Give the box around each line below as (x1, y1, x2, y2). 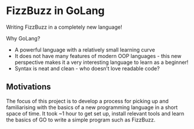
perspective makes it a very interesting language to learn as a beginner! (14, 59, 189, 66)
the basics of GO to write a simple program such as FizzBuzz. (6, 116, 156, 123)
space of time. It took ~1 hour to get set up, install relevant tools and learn (6, 110, 185, 117)
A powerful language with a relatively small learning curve (14, 46, 155, 53)
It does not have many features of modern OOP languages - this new (14, 52, 182, 59)
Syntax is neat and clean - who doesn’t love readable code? (14, 64, 160, 72)
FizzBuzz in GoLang (6, 4, 105, 18)
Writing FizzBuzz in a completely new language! (6, 23, 122, 30)
